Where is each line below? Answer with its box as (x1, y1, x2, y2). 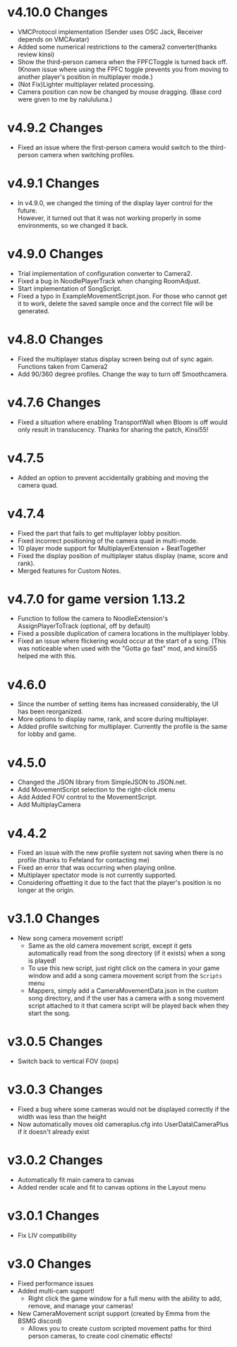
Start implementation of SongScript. (17, 284, 122, 293)
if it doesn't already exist (17, 1128, 90, 1136)
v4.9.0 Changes (7, 246, 104, 262)
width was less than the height (17, 1113, 107, 1121)
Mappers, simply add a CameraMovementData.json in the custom (28, 986, 219, 995)
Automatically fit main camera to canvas (17, 1176, 135, 1184)
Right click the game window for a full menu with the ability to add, (28, 1294, 222, 1303)
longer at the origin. (17, 886, 75, 895)
